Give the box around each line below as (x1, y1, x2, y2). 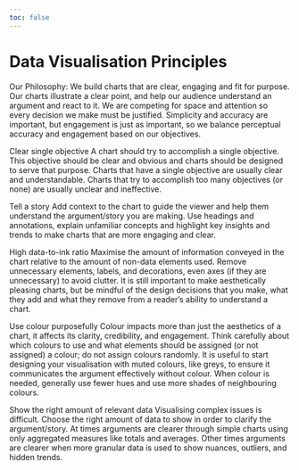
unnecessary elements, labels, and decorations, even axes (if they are (9, 265, 267, 276)
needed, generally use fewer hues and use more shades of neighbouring (9, 377, 277, 388)
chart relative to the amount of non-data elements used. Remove (9, 256, 247, 267)
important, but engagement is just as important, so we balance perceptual (9, 119, 281, 129)
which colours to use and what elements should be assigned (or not (9, 340, 259, 350)
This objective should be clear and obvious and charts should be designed (9, 155, 284, 166)
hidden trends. (9, 451, 63, 462)
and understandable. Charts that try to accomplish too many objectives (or (9, 174, 284, 185)
